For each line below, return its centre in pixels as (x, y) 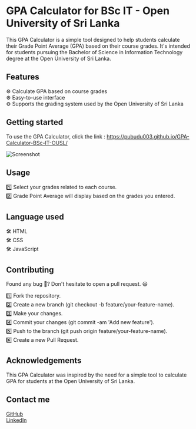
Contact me (28, 400)
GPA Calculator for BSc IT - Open (88, 11)
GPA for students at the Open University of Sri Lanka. (71, 381)
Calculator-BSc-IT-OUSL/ (37, 143)
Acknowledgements (44, 361)
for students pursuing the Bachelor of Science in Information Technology (94, 52)
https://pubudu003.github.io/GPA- (148, 136)
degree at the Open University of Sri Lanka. (59, 58)
